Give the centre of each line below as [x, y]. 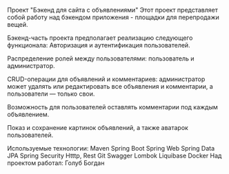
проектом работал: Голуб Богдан [56, 163]
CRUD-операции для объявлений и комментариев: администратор [106, 79]
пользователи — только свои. [51, 94]
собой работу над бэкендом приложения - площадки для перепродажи [113, 17]
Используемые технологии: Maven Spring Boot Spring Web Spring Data [111, 148]
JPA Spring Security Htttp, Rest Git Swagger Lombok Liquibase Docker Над [114, 155]
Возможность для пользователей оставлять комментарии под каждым [113, 107]
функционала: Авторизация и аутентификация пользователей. [99, 45]
